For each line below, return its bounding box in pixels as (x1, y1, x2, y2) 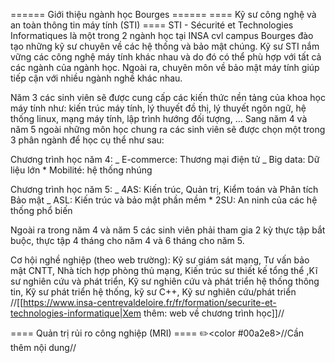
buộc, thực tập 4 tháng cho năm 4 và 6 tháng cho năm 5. (10, 235, 245, 246)
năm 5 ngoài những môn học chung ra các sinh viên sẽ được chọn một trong (10, 124, 326, 135)
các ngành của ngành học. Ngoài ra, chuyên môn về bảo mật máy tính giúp (10, 62, 320, 73)
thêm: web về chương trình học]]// (143, 307, 285, 319)
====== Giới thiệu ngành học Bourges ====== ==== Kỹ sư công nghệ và (10, 9, 317, 20)
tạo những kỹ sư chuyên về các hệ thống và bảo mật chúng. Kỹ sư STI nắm (10, 40, 320, 52)
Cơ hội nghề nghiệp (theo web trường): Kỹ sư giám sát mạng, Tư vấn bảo (10, 254, 310, 266)
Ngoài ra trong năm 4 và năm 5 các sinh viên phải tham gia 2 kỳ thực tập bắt (10, 224, 326, 236)
